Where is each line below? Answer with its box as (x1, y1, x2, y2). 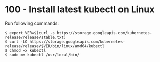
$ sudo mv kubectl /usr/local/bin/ (5, 52, 80, 57)
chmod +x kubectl (9, 48, 46, 53)
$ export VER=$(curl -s (5, 30, 55, 35)
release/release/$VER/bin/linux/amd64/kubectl (5, 43, 105, 49)
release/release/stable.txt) (5, 35, 66, 40)
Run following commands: (5, 20, 59, 26)
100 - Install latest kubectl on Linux (5, 4, 155, 15)
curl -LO (9, 39, 28, 44)
